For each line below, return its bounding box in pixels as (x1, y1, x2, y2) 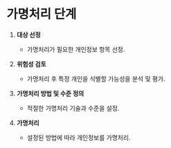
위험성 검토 (16, 59, 46, 68)
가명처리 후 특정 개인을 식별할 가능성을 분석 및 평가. (26, 74, 165, 83)
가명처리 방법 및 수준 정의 (16, 89, 84, 98)
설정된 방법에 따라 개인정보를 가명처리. (26, 133, 131, 142)
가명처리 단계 (6, 6, 77, 22)
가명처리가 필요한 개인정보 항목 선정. (26, 45, 125, 53)
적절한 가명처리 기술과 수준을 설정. (26, 104, 120, 112)
